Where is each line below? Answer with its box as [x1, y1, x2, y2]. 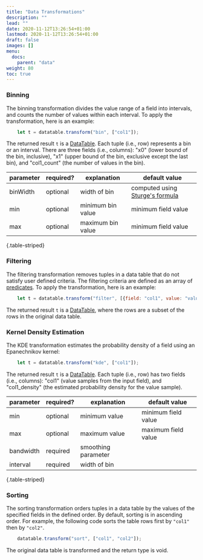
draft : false [6, 37, 39, 43]
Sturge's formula [130, 191, 179, 200]
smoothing [80, 443, 111, 451]
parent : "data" [17, 59, 56, 65]
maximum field [141, 425, 184, 433]
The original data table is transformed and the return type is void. [6, 546, 169, 554]
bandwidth [9, 446, 40, 455]
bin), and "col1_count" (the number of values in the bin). [6, 159, 146, 166]
